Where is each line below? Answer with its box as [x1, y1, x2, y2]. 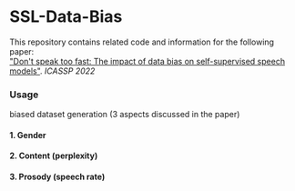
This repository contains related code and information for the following [9, 36, 275, 47]
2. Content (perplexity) [9, 150, 98, 161]
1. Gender [9, 129, 47, 140]
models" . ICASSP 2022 [9, 65, 96, 76]
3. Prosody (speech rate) [9, 171, 106, 183]
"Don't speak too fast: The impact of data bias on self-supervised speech [9, 55, 285, 66]
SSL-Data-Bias [9, 6, 123, 27]
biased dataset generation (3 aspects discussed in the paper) [9, 109, 240, 120]
